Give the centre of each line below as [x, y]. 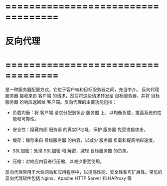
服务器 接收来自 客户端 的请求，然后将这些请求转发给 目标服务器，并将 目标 [83, 96]
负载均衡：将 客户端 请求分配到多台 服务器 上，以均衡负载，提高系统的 [85, 112]
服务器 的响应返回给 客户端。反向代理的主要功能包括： [61, 102]
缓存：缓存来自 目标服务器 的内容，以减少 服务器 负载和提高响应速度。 [85, 140]
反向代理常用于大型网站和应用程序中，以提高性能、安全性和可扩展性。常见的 [84, 172]
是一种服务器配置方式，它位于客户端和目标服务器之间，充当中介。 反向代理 [82, 89]
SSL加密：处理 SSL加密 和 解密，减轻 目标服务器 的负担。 [72, 151]
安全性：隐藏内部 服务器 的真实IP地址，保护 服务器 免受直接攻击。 [80, 129]
